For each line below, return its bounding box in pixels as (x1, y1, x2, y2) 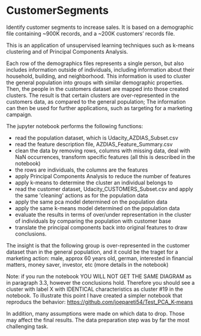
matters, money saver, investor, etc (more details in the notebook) (6, 261, 169, 268)
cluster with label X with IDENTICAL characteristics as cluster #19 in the (6, 285, 184, 293)
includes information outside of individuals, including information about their (6, 66, 195, 73)
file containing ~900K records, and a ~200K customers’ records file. (6, 30, 175, 37)
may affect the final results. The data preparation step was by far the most (6, 316, 190, 323)
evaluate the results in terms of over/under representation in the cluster (14, 211, 191, 218)
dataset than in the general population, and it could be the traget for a (6, 248, 178, 255)
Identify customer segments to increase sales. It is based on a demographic (6, 23, 194, 31)
